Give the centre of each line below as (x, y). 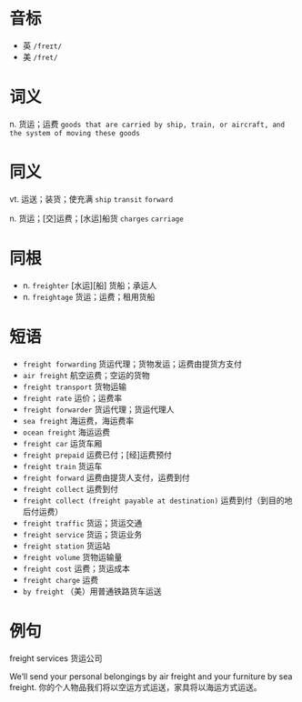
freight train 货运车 (62, 466)
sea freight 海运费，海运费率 (78, 420)
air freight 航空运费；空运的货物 (86, 375)
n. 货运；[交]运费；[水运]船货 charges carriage (96, 218)
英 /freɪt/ (42, 45)
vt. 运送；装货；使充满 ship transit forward (91, 199)
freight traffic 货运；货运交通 (82, 523)
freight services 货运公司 (56, 658)
